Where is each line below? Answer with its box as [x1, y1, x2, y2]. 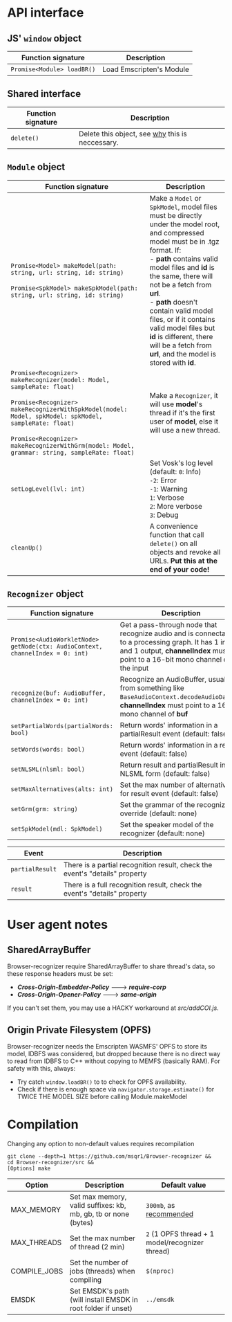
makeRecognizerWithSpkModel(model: [10, 405, 128, 413]
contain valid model [149, 306, 213, 316]
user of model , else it [149, 417, 219, 426]
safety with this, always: [7, 1065, 76, 1073]
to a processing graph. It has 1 [119, 637, 219, 647]
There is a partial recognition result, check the [63, 860, 213, 870]
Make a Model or [149, 193, 202, 203]
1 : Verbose [149, 493, 184, 502]
